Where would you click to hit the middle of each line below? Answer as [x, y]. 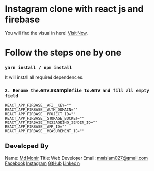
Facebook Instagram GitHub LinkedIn [43, 163]
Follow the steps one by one [63, 53]
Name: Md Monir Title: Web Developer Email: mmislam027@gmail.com [77, 158]
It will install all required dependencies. [44, 77]
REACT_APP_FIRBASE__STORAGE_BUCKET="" [45, 118]
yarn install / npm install [38, 68]
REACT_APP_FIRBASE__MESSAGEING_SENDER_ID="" [51, 122]
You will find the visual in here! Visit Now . [47, 33]
